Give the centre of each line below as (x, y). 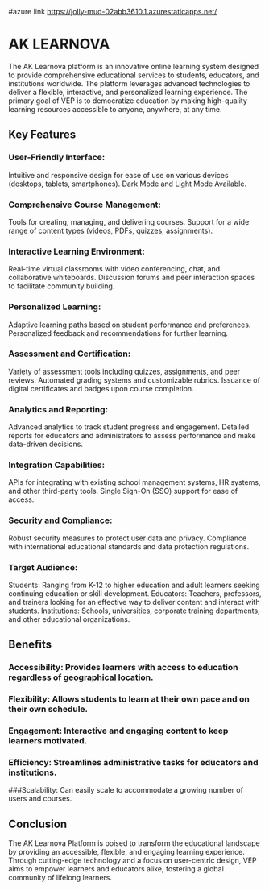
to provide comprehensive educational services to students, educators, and (134, 75)
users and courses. (40, 799)
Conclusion (38, 824)
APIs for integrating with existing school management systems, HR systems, (134, 482)
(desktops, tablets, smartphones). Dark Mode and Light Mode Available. (128, 184)
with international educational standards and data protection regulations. (129, 546)
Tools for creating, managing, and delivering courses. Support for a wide (129, 221)
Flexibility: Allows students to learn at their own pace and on (129, 699)
